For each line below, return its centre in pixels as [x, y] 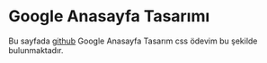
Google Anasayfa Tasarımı [109, 16]
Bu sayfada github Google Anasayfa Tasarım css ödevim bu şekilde [133, 41]
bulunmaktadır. [36, 50]
